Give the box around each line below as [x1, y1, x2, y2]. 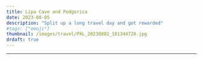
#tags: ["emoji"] [6, 25, 50, 32]
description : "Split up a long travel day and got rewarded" [6, 20, 164, 26]
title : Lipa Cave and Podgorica [6, 8, 88, 15]
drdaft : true [6, 37, 39, 43]
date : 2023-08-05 [6, 14, 50, 20]
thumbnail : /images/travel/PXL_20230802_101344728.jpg [6, 31, 147, 37]
